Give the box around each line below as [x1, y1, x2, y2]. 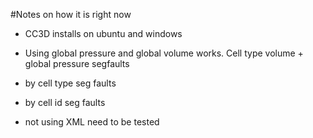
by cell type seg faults [24, 77, 117, 89]
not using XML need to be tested [24, 116, 160, 128]
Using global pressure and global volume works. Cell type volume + [24, 47, 304, 59]
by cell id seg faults [24, 97, 106, 108]
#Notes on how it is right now [10, 9, 132, 20]
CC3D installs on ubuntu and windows [24, 28, 183, 39]
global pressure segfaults [24, 58, 130, 69]
